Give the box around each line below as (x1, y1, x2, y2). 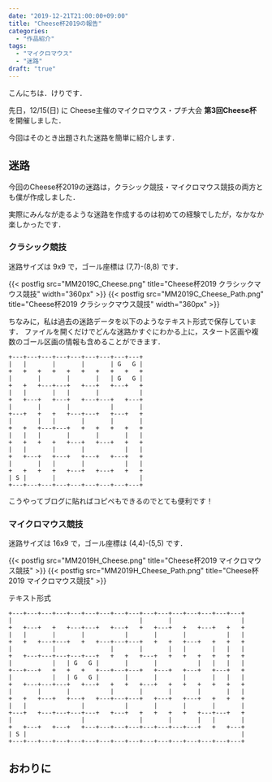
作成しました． (29, 192, 80, 201)
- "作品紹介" (15, 34, 55, 43)
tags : (8, 42, 27, 50)
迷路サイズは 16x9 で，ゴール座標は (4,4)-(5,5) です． (8, 538, 188, 548)
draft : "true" (8, 65, 57, 73)
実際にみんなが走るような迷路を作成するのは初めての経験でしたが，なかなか (8, 209, 265, 219)
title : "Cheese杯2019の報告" (8, 19, 102, 28)
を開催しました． (8, 115, 66, 125)
